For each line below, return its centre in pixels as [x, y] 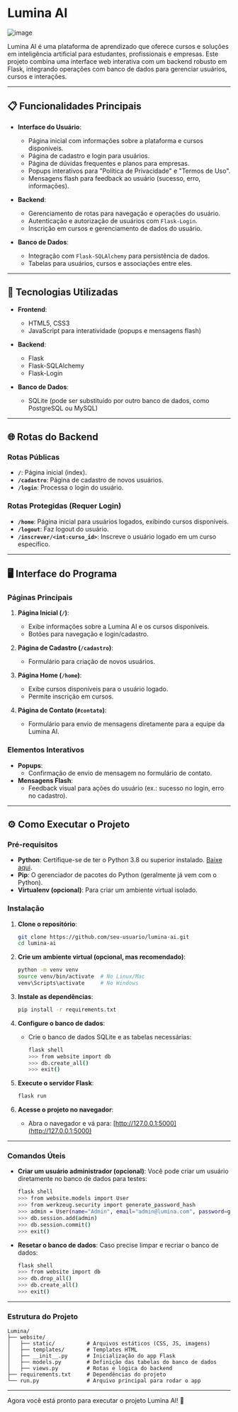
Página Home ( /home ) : [50, 675]
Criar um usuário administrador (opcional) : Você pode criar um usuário [123, 1171]
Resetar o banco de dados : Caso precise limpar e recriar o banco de [118, 1245]
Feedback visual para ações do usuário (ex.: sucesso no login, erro [126, 788]
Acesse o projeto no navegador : [66, 1109]
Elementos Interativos [46, 750]
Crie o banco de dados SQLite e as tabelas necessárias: [110, 1037]
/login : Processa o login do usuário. [70, 487]
